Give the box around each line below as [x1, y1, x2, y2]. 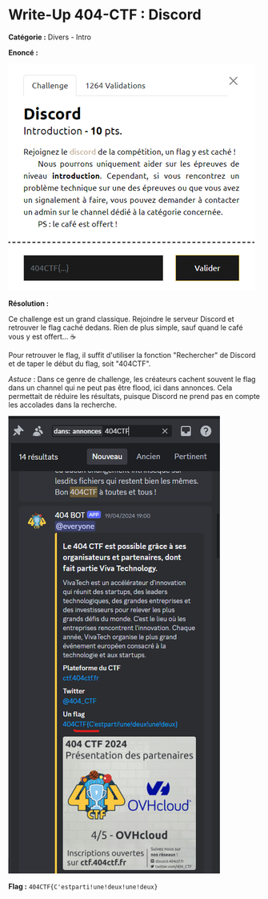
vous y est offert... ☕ [8, 332, 77, 341]
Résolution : [8, 299, 50, 308]
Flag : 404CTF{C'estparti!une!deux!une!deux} [8, 881, 158, 891]
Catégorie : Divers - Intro [8, 32, 92, 42]
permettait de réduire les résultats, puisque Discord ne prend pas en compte [8, 391, 260, 401]
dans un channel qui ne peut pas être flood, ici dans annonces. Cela [8, 383, 233, 393]
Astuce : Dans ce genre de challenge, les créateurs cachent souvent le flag [8, 374, 256, 384]
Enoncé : [8, 47, 38, 57]
